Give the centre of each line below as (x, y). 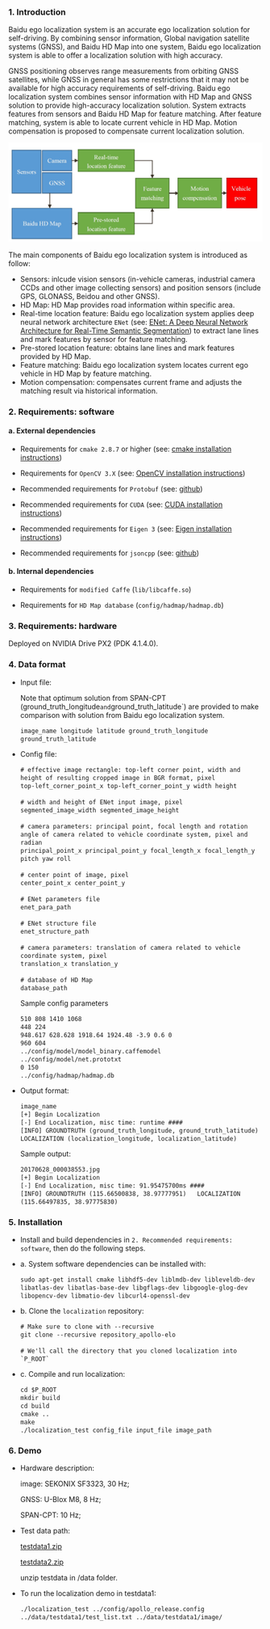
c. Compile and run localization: (73, 1374)
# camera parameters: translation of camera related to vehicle (130, 947)
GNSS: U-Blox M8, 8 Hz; (60, 1500)
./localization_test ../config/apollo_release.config (112, 1610)
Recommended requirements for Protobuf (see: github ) (111, 488)
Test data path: (45, 1531)
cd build (35, 1406)
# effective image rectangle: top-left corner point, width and (130, 770)
